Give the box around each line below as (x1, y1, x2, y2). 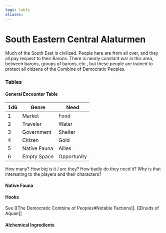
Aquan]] (5, 210, 22, 216)
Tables (5, 79, 22, 86)
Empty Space (22, 153, 54, 160)
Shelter (58, 128, 76, 135)
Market (22, 112, 39, 119)
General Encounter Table (5, 91, 58, 97)
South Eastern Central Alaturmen (5, 34, 146, 45)
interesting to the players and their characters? (5, 171, 101, 177)
